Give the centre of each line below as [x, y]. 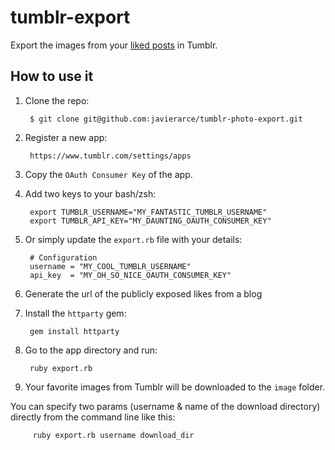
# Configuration [63, 257]
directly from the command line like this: [93, 417]
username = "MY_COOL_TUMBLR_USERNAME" [110, 266]
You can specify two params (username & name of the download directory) [165, 406]
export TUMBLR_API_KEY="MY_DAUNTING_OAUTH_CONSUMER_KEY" [150, 221]
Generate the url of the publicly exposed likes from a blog [143, 293]
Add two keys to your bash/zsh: [90, 193]
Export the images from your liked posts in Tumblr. [114, 45]
